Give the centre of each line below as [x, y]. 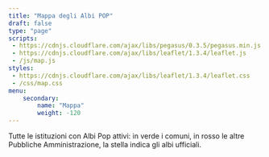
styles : [21, 68]
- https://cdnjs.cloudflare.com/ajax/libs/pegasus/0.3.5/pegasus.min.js [137, 46]
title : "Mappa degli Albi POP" [61, 16]
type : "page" [30, 31]
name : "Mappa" [61, 105]
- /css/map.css [37, 83]
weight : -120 [59, 114]
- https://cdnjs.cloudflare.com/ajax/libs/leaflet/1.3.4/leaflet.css [131, 76]
